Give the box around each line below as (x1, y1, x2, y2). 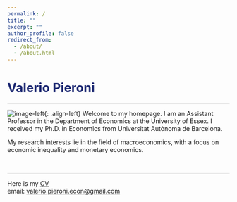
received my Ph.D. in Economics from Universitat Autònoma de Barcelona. (7, 125, 223, 133)
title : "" (7, 17, 37, 24)
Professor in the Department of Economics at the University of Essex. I (7, 117, 213, 125)
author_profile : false (7, 30, 74, 37)
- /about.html (13, 50, 55, 57)
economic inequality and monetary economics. (7, 146, 144, 154)
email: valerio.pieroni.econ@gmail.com (7, 187, 121, 195)
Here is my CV (7, 179, 49, 187)
